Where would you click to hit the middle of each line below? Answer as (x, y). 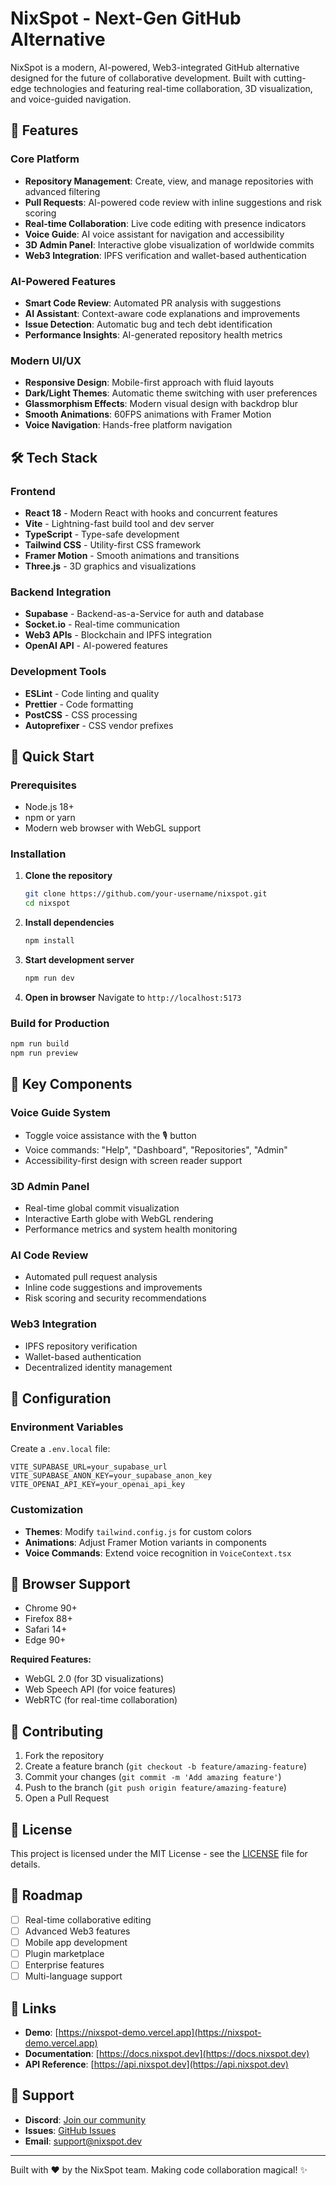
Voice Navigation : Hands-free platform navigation (128, 425)
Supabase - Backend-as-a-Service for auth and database (144, 614)
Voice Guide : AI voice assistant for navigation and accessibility (154, 234)
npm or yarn (50, 818)
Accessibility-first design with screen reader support (133, 1160)
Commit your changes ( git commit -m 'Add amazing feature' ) (153, 1777)
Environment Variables (67, 1427)
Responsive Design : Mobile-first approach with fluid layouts (149, 383)
